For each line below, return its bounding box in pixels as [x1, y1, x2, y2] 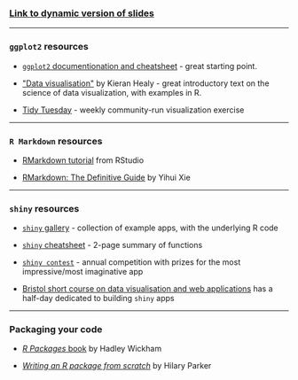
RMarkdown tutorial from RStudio [21, 154, 145, 166]
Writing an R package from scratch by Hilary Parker [21, 361, 212, 371]
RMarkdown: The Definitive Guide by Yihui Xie [21, 172, 191, 182]
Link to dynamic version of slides [9, 7, 155, 19]
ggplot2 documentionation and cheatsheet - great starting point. [21, 60, 257, 71]
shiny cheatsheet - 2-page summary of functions [21, 240, 203, 251]
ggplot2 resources [9, 41, 89, 53]
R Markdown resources [9, 135, 103, 147]
